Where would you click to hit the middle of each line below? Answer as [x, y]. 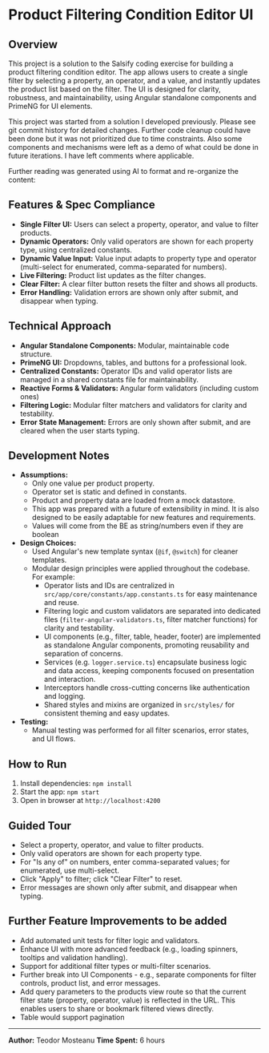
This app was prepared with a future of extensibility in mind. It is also [145, 509]
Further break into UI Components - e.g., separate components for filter [138, 974]
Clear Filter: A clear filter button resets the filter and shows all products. [139, 284]
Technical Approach [60, 326]
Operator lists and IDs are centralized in [109, 586]
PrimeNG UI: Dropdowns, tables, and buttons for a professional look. [133, 362]
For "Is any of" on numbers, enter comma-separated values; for [125, 862]
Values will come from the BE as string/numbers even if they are [138, 526]
